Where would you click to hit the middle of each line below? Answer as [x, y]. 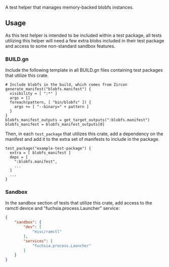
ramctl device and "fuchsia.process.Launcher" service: [63, 208]
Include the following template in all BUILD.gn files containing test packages [84, 70]
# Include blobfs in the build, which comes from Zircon [66, 85]
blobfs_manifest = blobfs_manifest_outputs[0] [55, 125]
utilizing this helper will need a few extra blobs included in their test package [85, 40]
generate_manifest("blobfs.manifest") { [48, 89]
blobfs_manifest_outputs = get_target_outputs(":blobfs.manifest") [78, 120]
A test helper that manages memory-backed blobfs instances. [69, 7]
